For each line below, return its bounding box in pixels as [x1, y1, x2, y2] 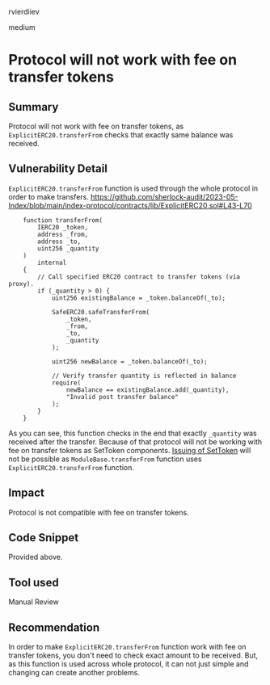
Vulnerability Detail [8, 162, 108, 176]
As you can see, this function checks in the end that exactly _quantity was [8, 428, 257, 438]
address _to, [37, 237, 82, 246]
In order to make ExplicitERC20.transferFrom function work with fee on [8, 642, 247, 652]
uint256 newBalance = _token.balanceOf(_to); [51, 357, 208, 366]
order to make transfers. [8, 191, 89, 201]
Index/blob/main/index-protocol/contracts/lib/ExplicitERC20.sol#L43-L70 [8, 200, 252, 210]
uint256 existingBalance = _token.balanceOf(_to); [51, 294, 226, 302]
